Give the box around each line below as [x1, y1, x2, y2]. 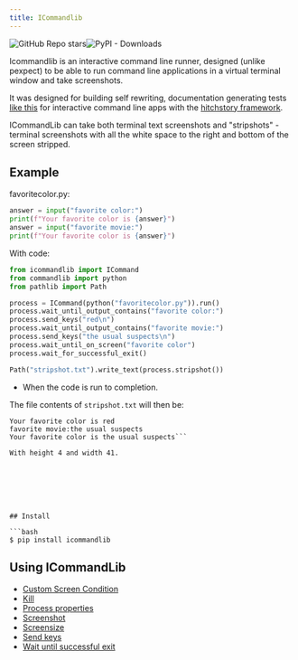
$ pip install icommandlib [9, 535, 111, 544]
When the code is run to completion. [22, 382, 158, 392]
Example [9, 165, 60, 181]
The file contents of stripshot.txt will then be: [9, 399, 184, 410]
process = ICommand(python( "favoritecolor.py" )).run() [9, 298, 220, 307]
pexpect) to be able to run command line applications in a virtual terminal [9, 65, 282, 76]
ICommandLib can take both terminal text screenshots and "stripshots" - [9, 119, 280, 130]
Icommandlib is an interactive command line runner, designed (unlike [9, 55, 265, 66]
